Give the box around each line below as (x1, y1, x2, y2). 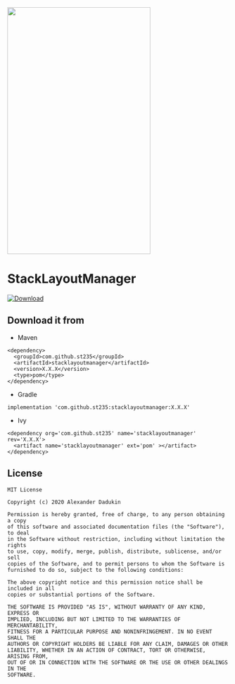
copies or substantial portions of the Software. (7, 591, 156, 598)
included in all (7, 585, 55, 592)
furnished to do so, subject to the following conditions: (7, 566, 184, 573)
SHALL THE (7, 634, 37, 641)
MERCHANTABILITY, (7, 622, 58, 629)
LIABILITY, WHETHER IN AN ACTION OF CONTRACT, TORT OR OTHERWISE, (7, 647, 206, 654)
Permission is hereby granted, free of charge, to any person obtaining (7, 511, 225, 518)
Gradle (17, 390, 37, 398)
